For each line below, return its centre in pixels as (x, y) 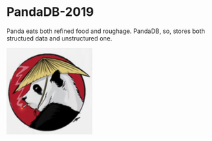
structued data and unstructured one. (59, 38)
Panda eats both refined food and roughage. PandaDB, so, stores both (106, 31)
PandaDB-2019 (50, 12)
